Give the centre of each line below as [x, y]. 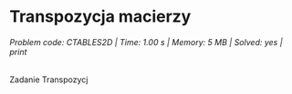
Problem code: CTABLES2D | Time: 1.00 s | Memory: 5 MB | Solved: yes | [146, 42]
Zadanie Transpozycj [49, 80]
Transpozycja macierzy [100, 17]
